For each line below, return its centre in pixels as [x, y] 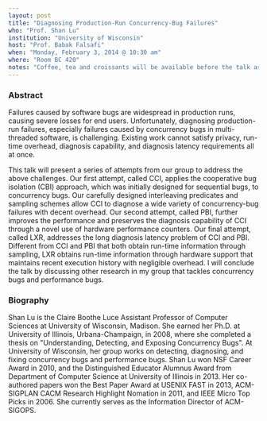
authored [23, 385]
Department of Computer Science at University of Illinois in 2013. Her [121, 377]
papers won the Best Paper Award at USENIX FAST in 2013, [136, 385]
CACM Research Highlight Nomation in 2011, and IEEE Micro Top [145, 393]
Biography [29, 300]
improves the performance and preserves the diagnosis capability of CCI [128, 221]
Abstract [26, 95]
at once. [22, 155]
